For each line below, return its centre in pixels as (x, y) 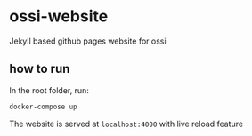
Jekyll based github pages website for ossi (88, 41)
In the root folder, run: (49, 90)
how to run (40, 69)
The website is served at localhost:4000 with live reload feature (126, 124)
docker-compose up (43, 107)
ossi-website (59, 16)
